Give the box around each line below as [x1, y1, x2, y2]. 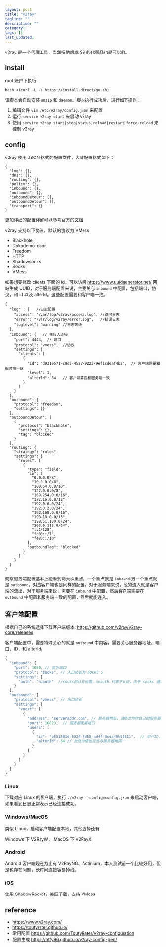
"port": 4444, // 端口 [14, 337, 62, 342]
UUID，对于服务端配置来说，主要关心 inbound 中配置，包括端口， [19, 285, 152, 291]
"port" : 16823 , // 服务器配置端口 [27, 720, 95, 726]
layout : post [5, 7, 32, 12]
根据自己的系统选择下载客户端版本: [5, 624, 76, 630]
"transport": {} [9, 203, 43, 208]
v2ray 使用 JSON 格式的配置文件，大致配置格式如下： [5, 154, 115, 160]
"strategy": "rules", [14, 449, 58, 454]
